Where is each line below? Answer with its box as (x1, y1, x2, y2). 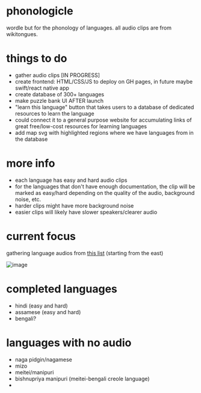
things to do (6, 52, 67, 66)
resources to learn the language (14, 110, 94, 117)
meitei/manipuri (14, 368, 54, 376)
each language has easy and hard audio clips (14, 176, 128, 184)
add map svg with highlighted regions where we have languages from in (14, 129, 194, 136)
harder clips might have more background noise (14, 202, 134, 209)
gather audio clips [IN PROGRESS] (14, 71, 100, 79)
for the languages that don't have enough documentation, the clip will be (14, 182, 196, 190)
